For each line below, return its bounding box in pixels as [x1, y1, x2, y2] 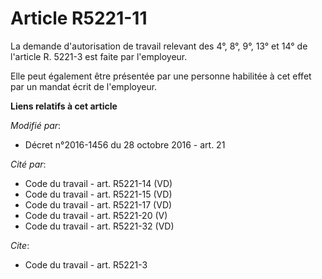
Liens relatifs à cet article [10, 100, 118, 112]
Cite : [10, 239, 30, 251]
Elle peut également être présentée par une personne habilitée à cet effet [10, 70, 312, 82]
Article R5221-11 [10, 7, 148, 30]
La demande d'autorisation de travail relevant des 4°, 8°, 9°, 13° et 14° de [10, 40, 308, 52]
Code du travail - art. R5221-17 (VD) [24, 198, 173, 211]
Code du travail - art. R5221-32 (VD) [24, 220, 175, 232]
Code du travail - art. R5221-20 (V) [24, 209, 168, 221]
